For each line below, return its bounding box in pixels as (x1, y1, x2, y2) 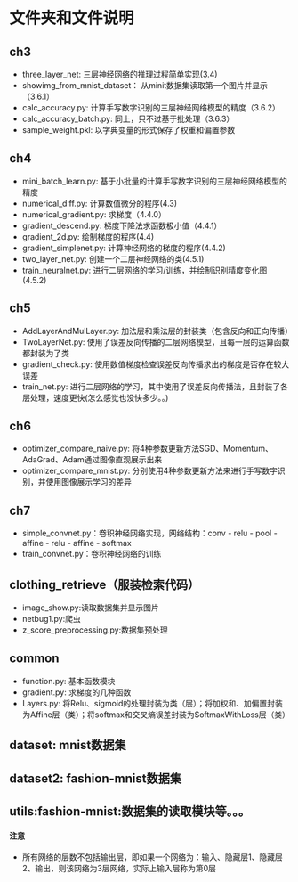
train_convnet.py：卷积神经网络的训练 (21, 549, 162, 559)
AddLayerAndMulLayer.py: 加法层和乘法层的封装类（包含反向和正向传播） (21, 325, 294, 336)
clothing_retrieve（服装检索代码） (9, 576, 200, 592)
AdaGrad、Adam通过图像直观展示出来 (21, 454, 163, 465)
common (9, 651, 60, 666)
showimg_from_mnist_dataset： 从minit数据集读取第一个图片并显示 (21, 80, 269, 90)
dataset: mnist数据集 (9, 738, 126, 753)
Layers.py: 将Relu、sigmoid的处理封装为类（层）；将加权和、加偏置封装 (21, 698, 283, 708)
